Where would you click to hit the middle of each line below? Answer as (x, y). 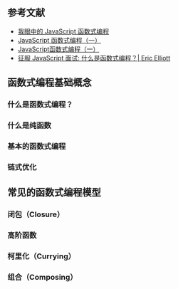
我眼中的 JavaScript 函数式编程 (63, 31)
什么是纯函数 (30, 125)
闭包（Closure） (36, 214)
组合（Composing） (42, 277)
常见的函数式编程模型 (54, 193)
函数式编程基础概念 (49, 83)
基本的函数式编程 (37, 146)
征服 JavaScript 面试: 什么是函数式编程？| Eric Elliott (94, 58)
